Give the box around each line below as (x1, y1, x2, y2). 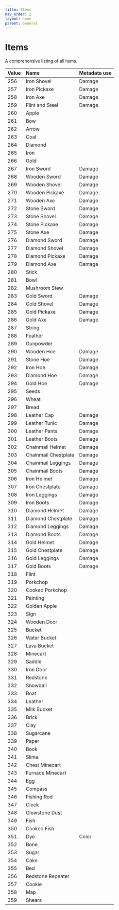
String (26, 324, 40, 331)
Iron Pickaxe (26, 86, 54, 93)
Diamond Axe (26, 261, 57, 268)
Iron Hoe (26, 364, 46, 371)
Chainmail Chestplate (26, 452, 74, 458)
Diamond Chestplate (26, 515, 72, 522)
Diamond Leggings (26, 523, 69, 530)
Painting (26, 595, 45, 602)
